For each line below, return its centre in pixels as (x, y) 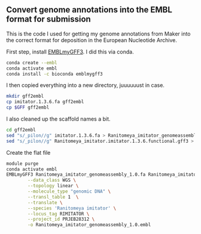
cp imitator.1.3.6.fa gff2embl (45, 102)
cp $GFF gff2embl (28, 107)
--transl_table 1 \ (53, 197)
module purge (22, 163)
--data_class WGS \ (52, 180)
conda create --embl (32, 62)
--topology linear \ (53, 186)
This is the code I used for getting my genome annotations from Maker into (98, 34)
